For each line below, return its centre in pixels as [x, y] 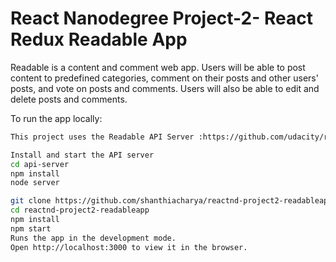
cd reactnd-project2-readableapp [80, 210]
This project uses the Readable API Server [102, 137]
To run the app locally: [56, 118]
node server [35, 183]
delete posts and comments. [69, 99]
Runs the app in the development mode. [93, 238]
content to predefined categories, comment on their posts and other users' [164, 78]
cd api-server [40, 164]
